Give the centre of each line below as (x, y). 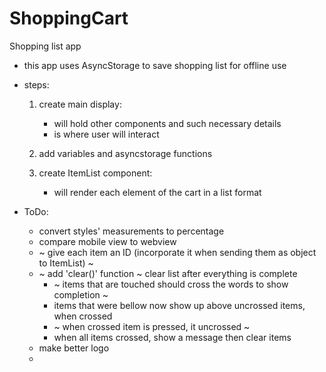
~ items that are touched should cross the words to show (171, 284)
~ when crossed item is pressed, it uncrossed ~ (152, 326)
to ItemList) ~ (66, 263)
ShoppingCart (69, 18)
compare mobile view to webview (107, 241)
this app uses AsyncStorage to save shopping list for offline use (155, 65)
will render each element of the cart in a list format (157, 192)
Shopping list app (45, 46)
